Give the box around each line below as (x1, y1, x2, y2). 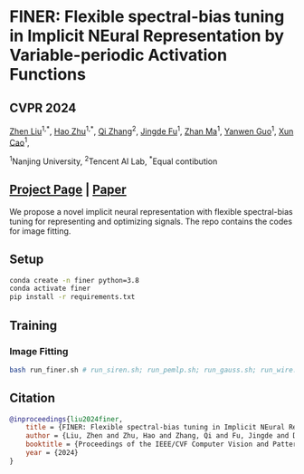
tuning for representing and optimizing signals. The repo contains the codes (9, 216, 292, 227)
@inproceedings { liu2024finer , (9, 414, 124, 423)
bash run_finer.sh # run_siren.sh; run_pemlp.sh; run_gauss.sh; (9, 365, 257, 374)
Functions (9, 64, 86, 85)
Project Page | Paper (9, 182, 127, 198)
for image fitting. (9, 225, 71, 237)
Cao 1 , (9, 135, 30, 148)
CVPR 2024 (9, 100, 77, 115)
